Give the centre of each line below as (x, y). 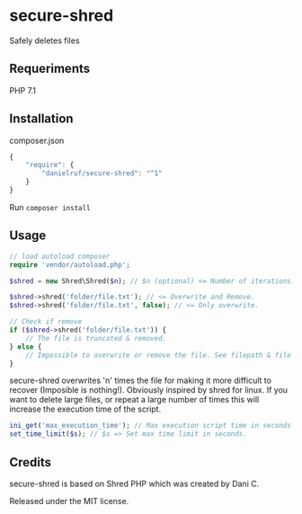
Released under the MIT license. (69, 501)
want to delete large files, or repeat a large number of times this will (134, 400)
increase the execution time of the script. (85, 409)
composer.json (37, 140)
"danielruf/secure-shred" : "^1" (102, 173)
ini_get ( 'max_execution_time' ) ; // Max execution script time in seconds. (152, 426)
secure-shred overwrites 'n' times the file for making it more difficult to (141, 381)
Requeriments (50, 69)
